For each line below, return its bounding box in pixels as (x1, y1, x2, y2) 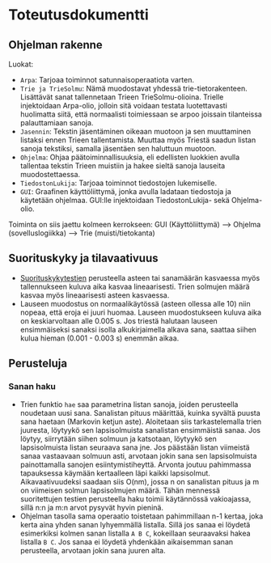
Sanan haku (8, 381, 57, 392)
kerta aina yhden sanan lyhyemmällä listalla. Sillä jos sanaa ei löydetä (19, 519, 251, 529)
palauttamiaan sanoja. (19, 118, 94, 127)
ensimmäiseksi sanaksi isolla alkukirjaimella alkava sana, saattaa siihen (19, 324, 257, 334)
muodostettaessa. (19, 170, 81, 179)
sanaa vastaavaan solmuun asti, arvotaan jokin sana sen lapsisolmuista (19, 451, 257, 460)
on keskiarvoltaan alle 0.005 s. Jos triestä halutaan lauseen (19, 315, 218, 325)
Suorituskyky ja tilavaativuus (8, 252, 159, 265)
